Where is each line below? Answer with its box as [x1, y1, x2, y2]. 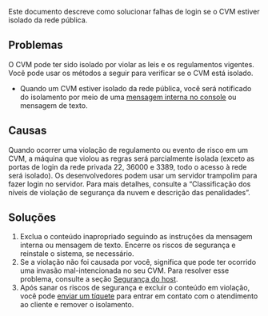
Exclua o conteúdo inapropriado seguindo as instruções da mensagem [19, 232, 254, 242]
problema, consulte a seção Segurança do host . [19, 274, 178, 284]
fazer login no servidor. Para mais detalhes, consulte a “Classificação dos [8, 179, 251, 189]
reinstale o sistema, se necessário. [19, 249, 134, 258]
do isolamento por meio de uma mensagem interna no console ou [19, 92, 237, 102]
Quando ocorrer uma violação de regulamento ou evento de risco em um [8, 145, 249, 154]
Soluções [8, 211, 56, 225]
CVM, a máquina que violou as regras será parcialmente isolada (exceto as [8, 154, 254, 163]
